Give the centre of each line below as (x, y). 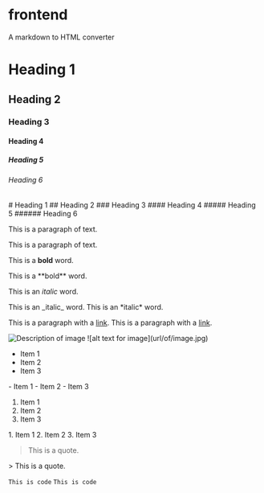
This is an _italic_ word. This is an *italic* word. (86, 306)
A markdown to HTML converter (61, 37)
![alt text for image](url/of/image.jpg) (148, 338)
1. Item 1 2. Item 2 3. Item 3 (53, 434)
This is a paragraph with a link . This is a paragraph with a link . (110, 323)
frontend (38, 15)
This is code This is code (53, 482)
